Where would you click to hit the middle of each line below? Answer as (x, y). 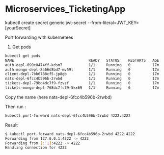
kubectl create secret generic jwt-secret (46, 23)
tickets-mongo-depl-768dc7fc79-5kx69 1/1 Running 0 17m (82, 88)
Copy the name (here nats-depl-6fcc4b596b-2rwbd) (58, 97)
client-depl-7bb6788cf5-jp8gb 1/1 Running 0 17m (82, 74)
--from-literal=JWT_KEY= (113, 23)
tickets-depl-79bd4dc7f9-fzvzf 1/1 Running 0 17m (82, 83)
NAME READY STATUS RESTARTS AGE (82, 60)
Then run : (15, 106)
